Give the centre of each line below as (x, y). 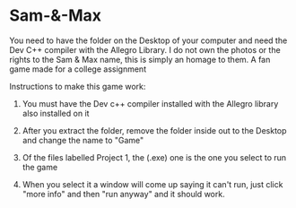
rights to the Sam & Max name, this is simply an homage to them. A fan (140, 59)
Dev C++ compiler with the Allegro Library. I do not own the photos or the (145, 49)
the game (40, 167)
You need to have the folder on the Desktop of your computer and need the (148, 40)
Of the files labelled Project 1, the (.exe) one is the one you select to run (154, 157)
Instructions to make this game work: (78, 86)
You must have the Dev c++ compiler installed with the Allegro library (150, 103)
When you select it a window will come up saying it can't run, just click (152, 184)
